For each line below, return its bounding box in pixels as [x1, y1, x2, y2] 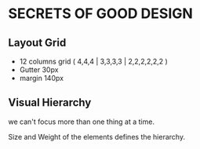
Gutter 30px [19, 65, 59, 74]
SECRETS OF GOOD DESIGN [8, 5, 194, 23]
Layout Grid [8, 36, 67, 49]
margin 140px [19, 74, 64, 82]
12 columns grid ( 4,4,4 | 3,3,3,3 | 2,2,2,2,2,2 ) [19, 56, 169, 66]
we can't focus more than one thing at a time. [8, 117, 155, 126]
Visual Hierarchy [8, 96, 92, 110]
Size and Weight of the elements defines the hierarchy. [8, 132, 186, 141]
